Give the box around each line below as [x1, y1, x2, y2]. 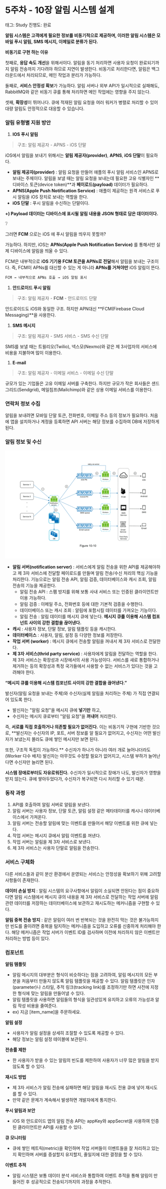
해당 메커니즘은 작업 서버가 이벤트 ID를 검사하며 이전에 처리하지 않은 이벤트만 [11, 929, 160, 935]
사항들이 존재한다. [5, 877, 40, 883]
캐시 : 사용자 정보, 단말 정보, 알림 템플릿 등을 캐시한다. [12, 626, 116, 632]
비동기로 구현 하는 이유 [5, 49, 49, 55]
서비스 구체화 [5, 859, 35, 866]
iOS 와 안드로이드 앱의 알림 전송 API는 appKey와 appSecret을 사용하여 [12, 1118, 150, 1124]
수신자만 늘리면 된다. [14, 759, 55, 765]
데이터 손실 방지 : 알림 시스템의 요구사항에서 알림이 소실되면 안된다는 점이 [5, 888, 146, 893]
